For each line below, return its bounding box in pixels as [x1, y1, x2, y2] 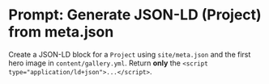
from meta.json [8, 23, 114, 41]
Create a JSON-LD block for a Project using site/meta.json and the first [8, 49, 251, 59]
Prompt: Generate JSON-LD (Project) [8, 6, 262, 24]
